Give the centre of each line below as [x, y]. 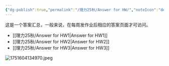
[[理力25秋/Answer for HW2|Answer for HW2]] [61, 41]
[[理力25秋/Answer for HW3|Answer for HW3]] [61, 47]
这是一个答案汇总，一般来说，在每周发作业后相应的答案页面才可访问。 [78, 24]
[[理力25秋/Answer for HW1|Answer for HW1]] [60, 35]
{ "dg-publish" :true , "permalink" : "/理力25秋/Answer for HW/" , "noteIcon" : [82, 10]
